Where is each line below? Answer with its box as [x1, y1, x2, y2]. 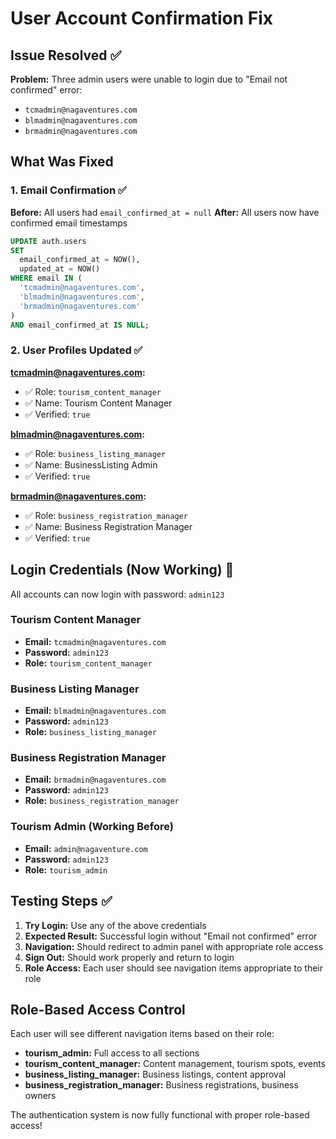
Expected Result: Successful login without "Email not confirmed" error [24, 930, 318, 942]
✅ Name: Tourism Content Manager [24, 397, 173, 409]
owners [24, 1090, 57, 1102]
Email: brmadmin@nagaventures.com [24, 773, 167, 786]
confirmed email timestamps [10, 217, 128, 229]
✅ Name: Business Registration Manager [24, 520, 193, 532]
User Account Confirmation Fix [10, 7, 274, 30]
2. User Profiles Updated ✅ [10, 343, 143, 357]
